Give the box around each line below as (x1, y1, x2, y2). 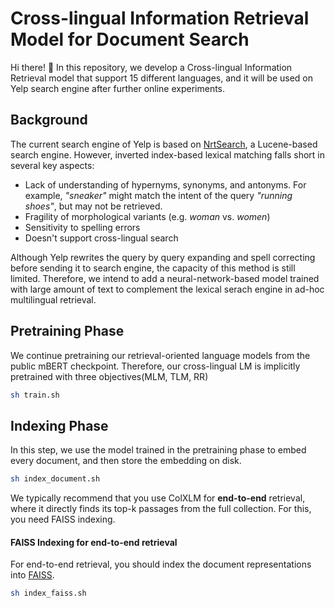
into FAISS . (10, 569, 55, 581)
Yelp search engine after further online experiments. (10, 82, 226, 94)
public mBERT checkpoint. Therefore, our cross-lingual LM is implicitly (10, 360, 301, 372)
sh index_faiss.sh (10, 588, 87, 599)
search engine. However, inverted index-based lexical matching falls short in (10, 148, 325, 161)
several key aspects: (10, 159, 95, 171)
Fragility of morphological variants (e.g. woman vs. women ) (24, 210, 271, 222)
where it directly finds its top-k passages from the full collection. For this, (10, 503, 312, 515)
